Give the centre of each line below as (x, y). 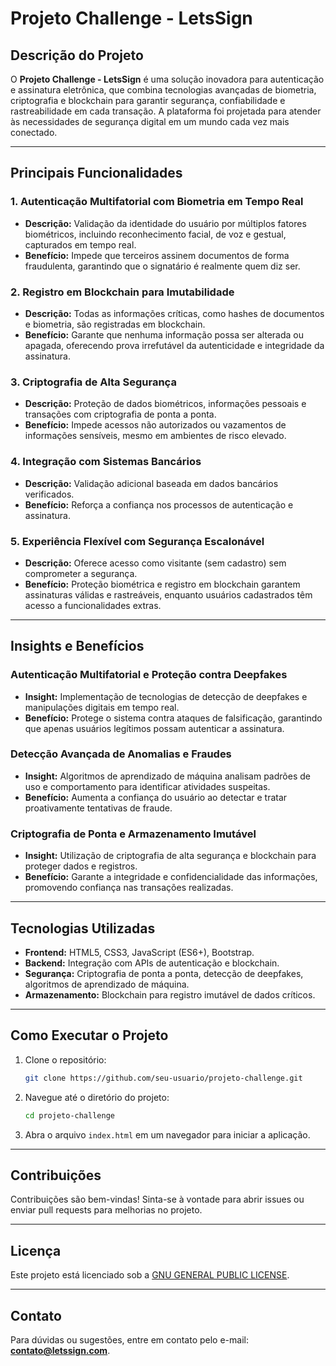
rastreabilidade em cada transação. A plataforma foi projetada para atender (166, 111)
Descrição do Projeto (77, 55)
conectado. (34, 132)
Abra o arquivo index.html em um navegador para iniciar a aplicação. (167, 1134)
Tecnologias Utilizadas (83, 928)
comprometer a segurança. (81, 573)
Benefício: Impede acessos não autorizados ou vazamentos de (155, 425)
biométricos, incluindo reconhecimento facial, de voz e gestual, (155, 234)
